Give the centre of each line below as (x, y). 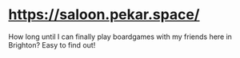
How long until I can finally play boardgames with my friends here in (120, 37)
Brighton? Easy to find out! (52, 44)
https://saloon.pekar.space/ (104, 15)
